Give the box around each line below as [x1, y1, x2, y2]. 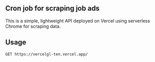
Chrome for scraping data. [5, 23, 61, 29]
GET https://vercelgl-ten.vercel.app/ [5, 51, 88, 57]
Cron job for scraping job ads [5, 4, 100, 13]
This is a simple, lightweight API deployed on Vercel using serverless [5, 17, 150, 24]
